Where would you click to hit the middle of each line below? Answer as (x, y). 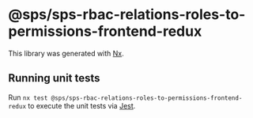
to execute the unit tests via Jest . (81, 105)
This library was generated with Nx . (66, 53)
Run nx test (28, 97)
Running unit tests (54, 78)
